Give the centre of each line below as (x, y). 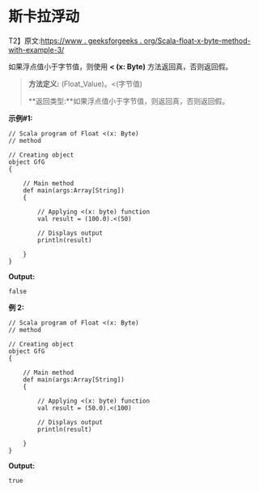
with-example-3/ (36, 50)
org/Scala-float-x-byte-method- (197, 41)
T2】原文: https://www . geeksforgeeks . (75, 41)
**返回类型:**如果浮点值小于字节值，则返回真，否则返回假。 (128, 101)
